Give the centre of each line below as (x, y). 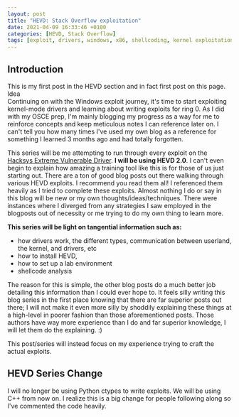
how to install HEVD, (47, 256)
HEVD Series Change (55, 374)
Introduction (36, 69)
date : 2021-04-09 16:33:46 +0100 (57, 27)
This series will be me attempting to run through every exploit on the (107, 153)
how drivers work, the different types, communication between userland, (124, 240)
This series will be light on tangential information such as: (95, 227)
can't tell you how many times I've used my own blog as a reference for (112, 131)
